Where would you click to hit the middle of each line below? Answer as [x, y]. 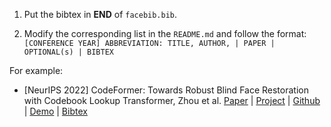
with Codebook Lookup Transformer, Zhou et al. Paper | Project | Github [172, 100]
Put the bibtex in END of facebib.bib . [100, 14]
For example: [36, 70]
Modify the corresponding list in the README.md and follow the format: [165, 33]
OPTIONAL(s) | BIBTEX [68, 52]
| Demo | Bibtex [55, 111]
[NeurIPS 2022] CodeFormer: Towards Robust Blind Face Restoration [166, 90]
